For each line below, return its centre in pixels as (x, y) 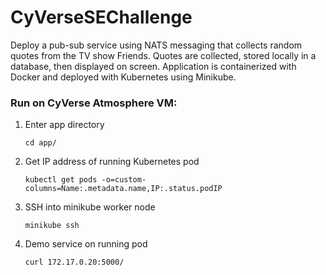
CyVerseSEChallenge (101, 17)
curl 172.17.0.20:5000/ (74, 262)
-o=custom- (124, 180)
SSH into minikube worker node (90, 207)
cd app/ (40, 143)
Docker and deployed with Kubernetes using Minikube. (123, 77)
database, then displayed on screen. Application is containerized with (153, 66)
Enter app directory (64, 125)
